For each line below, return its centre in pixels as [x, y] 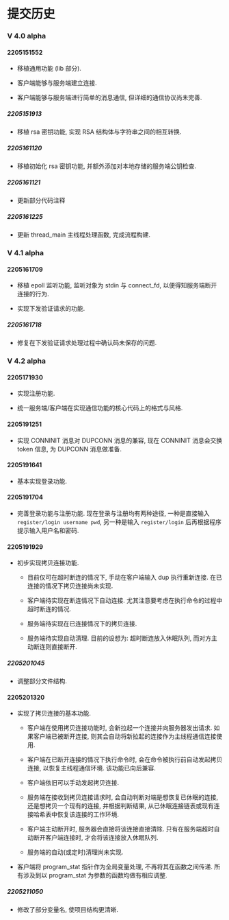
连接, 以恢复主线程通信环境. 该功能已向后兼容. [91, 768]
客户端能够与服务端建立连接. [57, 83]
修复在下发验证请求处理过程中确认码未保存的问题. [87, 343]
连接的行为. [33, 294]
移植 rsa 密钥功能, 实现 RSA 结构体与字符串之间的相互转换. [99, 132]
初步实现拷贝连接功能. [48, 563]
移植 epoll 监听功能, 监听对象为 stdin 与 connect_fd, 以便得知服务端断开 [117, 285]
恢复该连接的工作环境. [88, 814]
